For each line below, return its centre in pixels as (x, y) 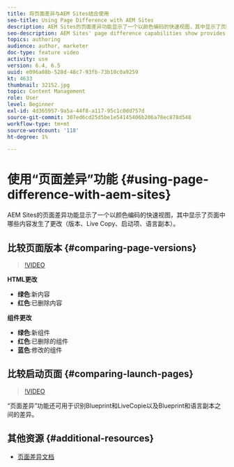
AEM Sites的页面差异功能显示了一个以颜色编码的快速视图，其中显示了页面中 (117, 215)
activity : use (28, 59)
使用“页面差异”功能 (63, 179)
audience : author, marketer (48, 46)
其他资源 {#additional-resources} (81, 439)
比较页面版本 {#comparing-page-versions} (102, 248)
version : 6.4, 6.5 (34, 66)
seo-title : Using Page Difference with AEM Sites (81, 20)
